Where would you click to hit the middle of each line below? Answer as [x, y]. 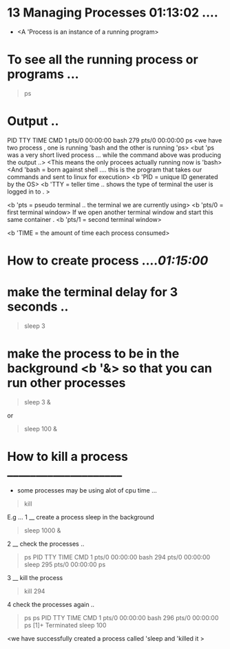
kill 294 [34, 591]
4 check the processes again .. [51, 604]
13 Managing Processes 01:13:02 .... [113, 13]
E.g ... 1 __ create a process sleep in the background [81, 517]
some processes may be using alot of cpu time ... [87, 490]
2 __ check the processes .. [46, 544]
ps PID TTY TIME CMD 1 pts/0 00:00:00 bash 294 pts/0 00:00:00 [117, 557]
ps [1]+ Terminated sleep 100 [65, 625]
